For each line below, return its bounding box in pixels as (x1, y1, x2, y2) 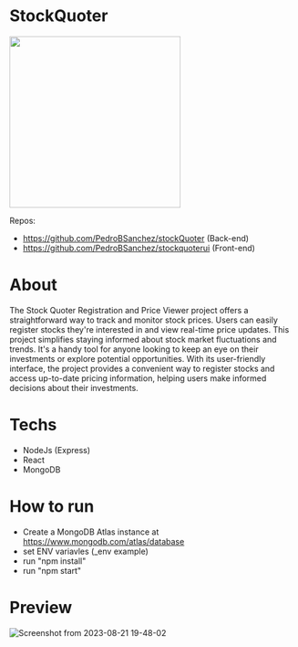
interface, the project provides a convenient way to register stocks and (9, 363, 275, 374)
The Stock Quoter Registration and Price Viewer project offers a (9, 304, 249, 315)
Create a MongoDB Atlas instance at (22, 526, 159, 537)
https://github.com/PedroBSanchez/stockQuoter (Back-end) (22, 232, 249, 243)
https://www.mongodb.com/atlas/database (22, 536, 185, 546)
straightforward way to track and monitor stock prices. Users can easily (9, 314, 278, 325)
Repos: (9, 215, 36, 226)
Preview (9, 597, 73, 618)
